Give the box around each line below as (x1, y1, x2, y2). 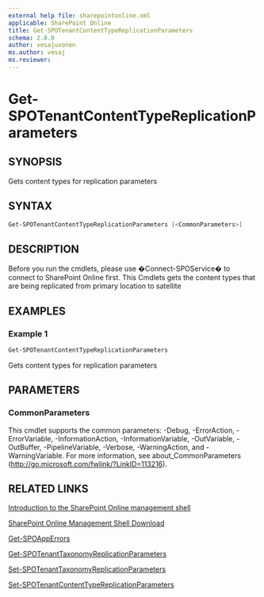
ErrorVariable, (8, 433, 54, 443)
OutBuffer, (8, 442, 42, 452)
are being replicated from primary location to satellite (8, 281, 182, 291)
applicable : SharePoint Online (8, 19, 112, 27)
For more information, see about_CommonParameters (66, 450, 242, 460)
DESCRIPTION (8, 242, 79, 256)
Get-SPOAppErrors (8, 533, 71, 544)
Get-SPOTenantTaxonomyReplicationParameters (8, 549, 167, 559)
